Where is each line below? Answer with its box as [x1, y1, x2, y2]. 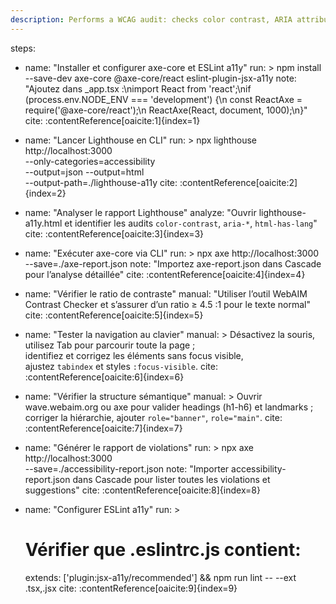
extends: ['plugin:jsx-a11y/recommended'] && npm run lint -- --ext [24, 571, 297, 583]
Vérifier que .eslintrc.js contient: [24, 538, 302, 561]
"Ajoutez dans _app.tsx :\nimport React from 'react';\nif [24, 82, 252, 95]
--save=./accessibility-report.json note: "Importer [24, 462, 230, 475]
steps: [10, 42, 36, 54]
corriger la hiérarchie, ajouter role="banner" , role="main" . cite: [24, 411, 283, 423]
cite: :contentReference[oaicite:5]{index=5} [24, 309, 204, 321]
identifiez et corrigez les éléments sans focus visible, [24, 349, 244, 361]
